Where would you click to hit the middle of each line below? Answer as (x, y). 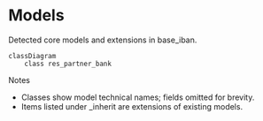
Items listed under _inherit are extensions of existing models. (132, 106)
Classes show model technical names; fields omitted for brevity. (138, 97)
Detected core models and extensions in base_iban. (103, 40)
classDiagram (32, 56)
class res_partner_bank (68, 64)
